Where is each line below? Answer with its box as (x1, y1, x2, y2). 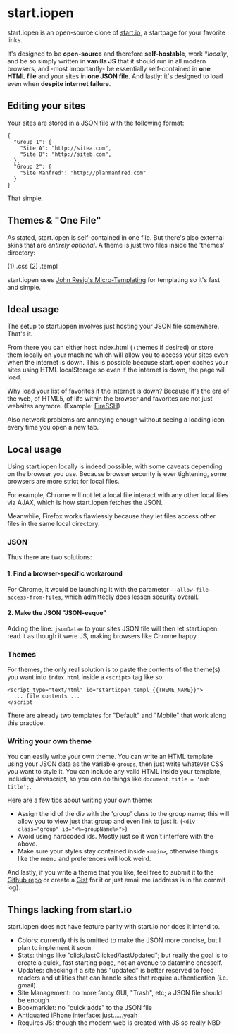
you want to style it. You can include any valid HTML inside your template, (7, 767, 222, 776)
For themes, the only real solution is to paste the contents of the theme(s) (7, 665, 221, 674)
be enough (17, 996, 49, 1004)
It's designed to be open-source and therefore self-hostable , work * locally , (7, 49, 229, 58)
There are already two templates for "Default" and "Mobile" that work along (7, 711, 227, 720)
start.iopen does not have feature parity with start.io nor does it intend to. (7, 923, 221, 931)
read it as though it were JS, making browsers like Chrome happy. (7, 631, 199, 640)
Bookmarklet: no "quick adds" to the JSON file (17, 1004, 153, 1012)
